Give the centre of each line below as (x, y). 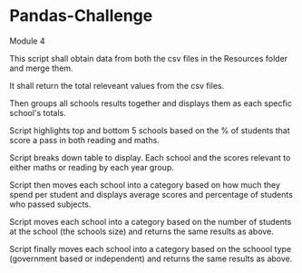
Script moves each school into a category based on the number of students (151, 221)
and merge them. (42, 68)
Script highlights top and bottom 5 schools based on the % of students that (150, 130)
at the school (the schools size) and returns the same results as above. (141, 231)
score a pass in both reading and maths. (85, 140)
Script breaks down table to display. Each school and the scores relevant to (150, 157)
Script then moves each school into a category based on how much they (145, 185)
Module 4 (27, 41)
